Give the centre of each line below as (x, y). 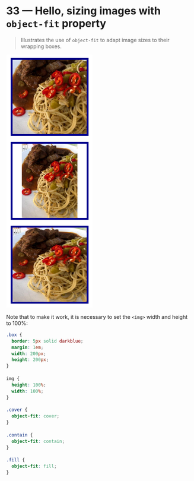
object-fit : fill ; (34, 466)
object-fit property (56, 23)
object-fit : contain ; (38, 441)
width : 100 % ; (28, 391)
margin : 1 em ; (28, 347)
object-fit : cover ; (36, 416)
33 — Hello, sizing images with (84, 11)
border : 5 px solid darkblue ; (47, 341)
